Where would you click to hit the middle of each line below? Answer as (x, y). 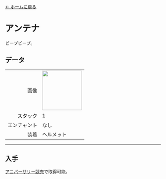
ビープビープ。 (20, 43)
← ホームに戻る (21, 7)
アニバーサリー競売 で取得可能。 (38, 172)
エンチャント (22, 125)
